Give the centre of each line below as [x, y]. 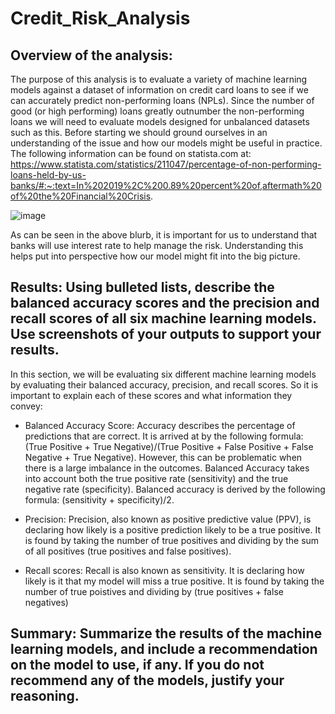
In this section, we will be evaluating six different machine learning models [163, 374]
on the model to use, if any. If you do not [137, 665]
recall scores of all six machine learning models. [163, 318]
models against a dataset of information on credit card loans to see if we [159, 90]
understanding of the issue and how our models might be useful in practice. [166, 143]
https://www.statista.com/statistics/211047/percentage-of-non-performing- [166, 164]
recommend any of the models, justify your [147, 680]
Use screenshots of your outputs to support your [166, 334]
